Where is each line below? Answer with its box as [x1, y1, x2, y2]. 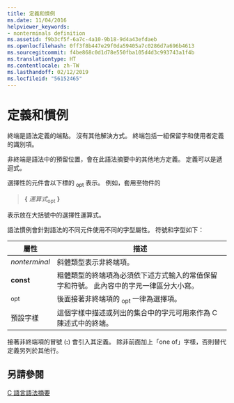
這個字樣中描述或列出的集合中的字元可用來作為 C [56, 308, 218, 318]
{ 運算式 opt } [24, 195, 61, 204]
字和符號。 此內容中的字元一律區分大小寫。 [56, 280, 198, 290]
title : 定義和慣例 [7, 10, 56, 17]
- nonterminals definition [7, 29, 86, 37]
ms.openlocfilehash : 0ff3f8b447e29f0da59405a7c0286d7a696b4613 [7, 43, 195, 50]
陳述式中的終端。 [56, 319, 114, 328]
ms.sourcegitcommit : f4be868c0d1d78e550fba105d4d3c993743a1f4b [7, 50, 195, 56]
